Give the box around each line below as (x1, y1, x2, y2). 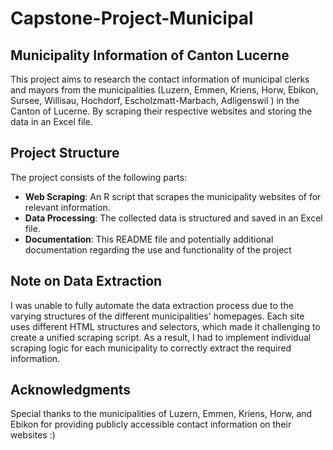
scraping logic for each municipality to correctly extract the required (10, 342, 292, 354)
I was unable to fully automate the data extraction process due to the (10, 299, 294, 311)
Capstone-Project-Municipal (10, 7, 254, 30)
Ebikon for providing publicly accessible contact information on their (10, 418, 292, 431)
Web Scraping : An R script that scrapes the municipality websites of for (24, 190, 322, 202)
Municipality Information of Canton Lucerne (10, 47, 290, 64)
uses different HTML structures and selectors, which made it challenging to (10, 320, 321, 332)
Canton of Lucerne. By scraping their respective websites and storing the (10, 105, 313, 117)
